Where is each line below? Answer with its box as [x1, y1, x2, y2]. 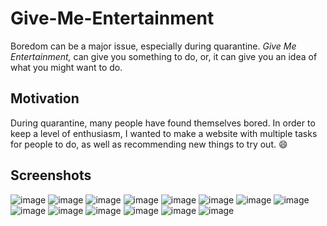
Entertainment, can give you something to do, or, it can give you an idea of [10, 50, 318, 62]
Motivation [10, 90, 80, 107]
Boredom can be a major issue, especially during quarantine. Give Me [10, 40, 297, 52]
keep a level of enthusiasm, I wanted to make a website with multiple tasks [10, 127, 318, 139]
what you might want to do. [10, 61, 123, 73]
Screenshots [10, 167, 92, 184]
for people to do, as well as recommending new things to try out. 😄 [10, 138, 288, 150]
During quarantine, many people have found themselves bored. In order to [10, 117, 316, 129]
